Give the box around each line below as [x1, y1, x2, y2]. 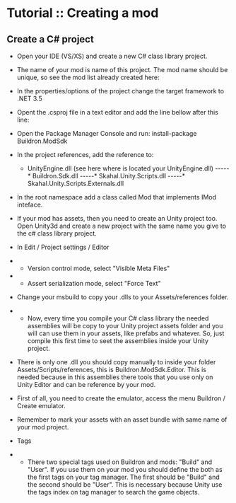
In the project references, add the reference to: [16, 151, 154, 158]
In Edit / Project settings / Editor [16, 243, 110, 251]
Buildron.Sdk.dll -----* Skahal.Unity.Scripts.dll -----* [32, 172, 185, 180]
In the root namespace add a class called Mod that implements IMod [16, 193, 217, 201]
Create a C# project [6, 33, 95, 45]
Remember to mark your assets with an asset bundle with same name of [16, 415, 228, 424]
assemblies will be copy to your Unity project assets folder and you [27, 322, 223, 330]
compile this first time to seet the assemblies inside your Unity [27, 337, 209, 345]
